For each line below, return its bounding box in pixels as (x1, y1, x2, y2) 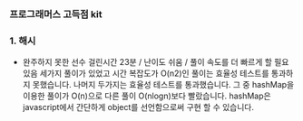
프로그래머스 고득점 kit (9, 7, 103, 20)
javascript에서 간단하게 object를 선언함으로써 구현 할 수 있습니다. (22, 102, 255, 113)
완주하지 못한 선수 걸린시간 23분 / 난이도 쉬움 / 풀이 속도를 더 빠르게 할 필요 (22, 57, 289, 68)
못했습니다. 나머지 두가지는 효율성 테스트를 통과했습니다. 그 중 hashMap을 (32, 79, 295, 90)
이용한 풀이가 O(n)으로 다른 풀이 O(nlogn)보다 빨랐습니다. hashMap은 (22, 90, 271, 101)
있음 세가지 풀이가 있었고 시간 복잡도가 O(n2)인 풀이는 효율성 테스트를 (22, 68, 269, 79)
